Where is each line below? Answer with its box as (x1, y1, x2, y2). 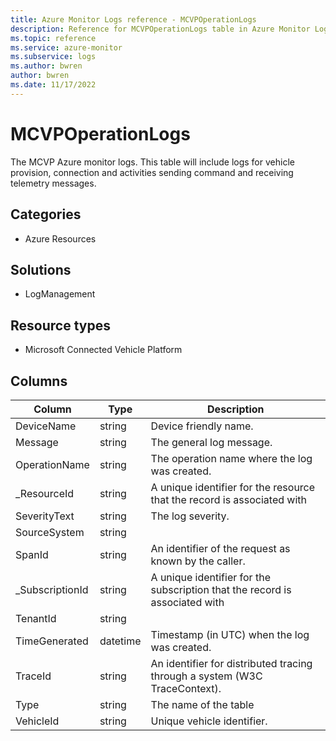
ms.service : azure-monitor (10, 42, 123, 53)
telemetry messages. (10, 177, 97, 189)
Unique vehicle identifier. (150, 714, 268, 728)
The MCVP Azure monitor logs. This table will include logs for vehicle (10, 156, 295, 168)
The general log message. (150, 435, 273, 449)
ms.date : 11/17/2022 (10, 80, 97, 90)
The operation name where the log (150, 451, 313, 465)
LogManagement (24, 288, 96, 300)
